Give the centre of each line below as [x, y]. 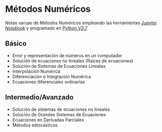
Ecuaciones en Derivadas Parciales [48, 120]
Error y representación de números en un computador [67, 55]
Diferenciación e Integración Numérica [52, 76]
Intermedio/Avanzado [40, 97]
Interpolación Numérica [36, 71]
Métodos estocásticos [35, 125]
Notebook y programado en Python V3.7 [46, 28]
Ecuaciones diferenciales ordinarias [48, 82]
